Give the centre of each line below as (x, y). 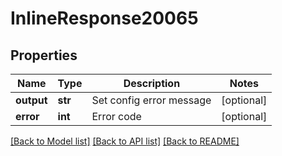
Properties (44, 55)
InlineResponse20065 (104, 18)
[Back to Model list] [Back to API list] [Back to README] (125, 141)
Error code (116, 116)
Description (152, 83)
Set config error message (151, 100)
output (31, 100)
